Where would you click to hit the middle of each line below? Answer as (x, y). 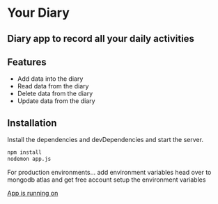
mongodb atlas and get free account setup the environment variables (107, 180)
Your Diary (38, 13)
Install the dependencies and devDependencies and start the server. (106, 140)
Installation (32, 123)
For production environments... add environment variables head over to (109, 172)
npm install (24, 152)
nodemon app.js (29, 159)
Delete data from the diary (55, 94)
